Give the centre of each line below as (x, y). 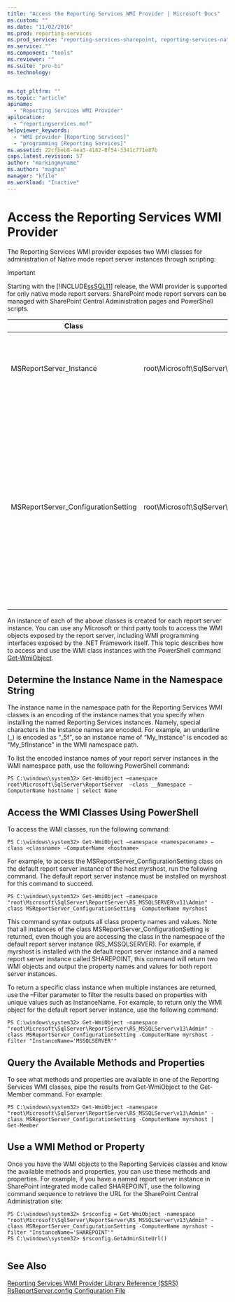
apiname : (20, 104)
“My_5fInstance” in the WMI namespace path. (73, 745)
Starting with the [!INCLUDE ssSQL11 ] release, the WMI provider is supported (117, 286)
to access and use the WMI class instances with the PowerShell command (114, 650)
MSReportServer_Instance (54, 368)
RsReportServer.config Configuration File (66, 1290)
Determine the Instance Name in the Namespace (115, 680)
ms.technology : (29, 72)
